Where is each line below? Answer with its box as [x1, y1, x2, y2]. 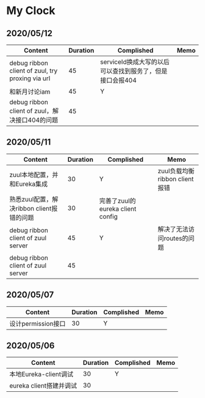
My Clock [6, 4, 56, 18]
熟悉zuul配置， [9, 195, 52, 203]
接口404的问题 [15, 116, 59, 124]
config [99, 212, 118, 220]
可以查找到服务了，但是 [99, 67, 168, 75]
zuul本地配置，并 [9, 170, 59, 179]
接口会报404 [99, 76, 137, 84]
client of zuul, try [9, 67, 58, 75]
